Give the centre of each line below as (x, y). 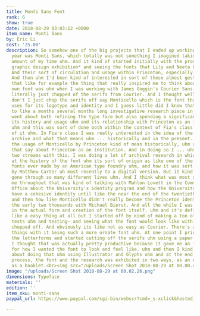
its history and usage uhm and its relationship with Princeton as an (101, 122)
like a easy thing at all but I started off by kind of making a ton (99, 216)
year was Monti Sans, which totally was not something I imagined (96, 56)
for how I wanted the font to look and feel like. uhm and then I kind (102, 249)
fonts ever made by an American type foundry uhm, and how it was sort (102, 166)
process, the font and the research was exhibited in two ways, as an (101, 260)
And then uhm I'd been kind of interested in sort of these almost (97, 78)
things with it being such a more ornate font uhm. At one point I (97, 232)
